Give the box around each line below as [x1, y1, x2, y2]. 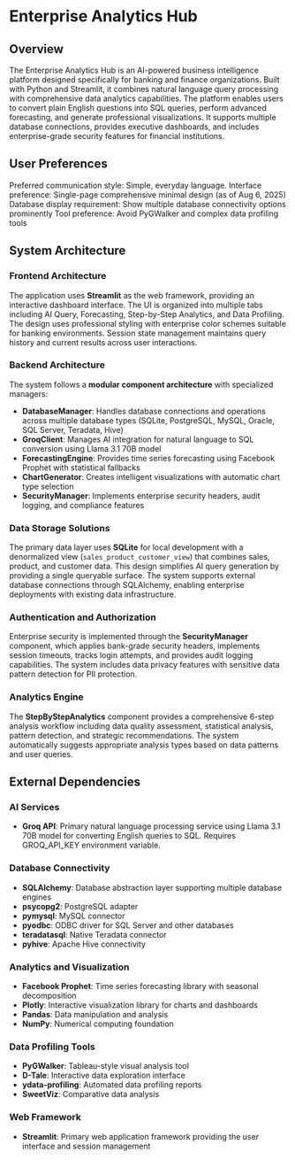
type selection [21, 481, 74, 491]
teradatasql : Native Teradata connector [21, 929, 167, 940]
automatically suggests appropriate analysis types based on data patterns [9, 739, 279, 750]
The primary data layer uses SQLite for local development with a [9, 542, 245, 553]
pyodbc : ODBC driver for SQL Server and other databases [21, 919, 234, 931]
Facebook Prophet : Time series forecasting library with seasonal [21, 980, 259, 991]
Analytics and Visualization [9, 961, 130, 973]
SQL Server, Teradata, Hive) [21, 424, 124, 435]
